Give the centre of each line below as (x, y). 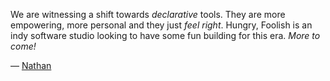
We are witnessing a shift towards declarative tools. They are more (148, 14)
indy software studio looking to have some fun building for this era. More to (165, 35)
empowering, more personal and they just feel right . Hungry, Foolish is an (161, 25)
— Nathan (31, 65)
